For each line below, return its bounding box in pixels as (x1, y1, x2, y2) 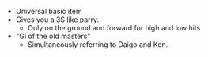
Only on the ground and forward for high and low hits (27, 23, 201, 32)
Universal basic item (15, 7, 83, 16)
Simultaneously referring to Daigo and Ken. (27, 40, 168, 49)
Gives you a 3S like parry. (15, 15, 100, 24)
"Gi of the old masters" (15, 31, 91, 41)
